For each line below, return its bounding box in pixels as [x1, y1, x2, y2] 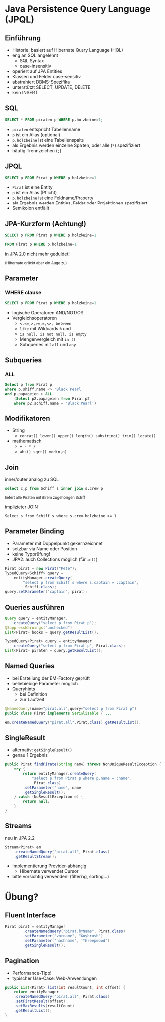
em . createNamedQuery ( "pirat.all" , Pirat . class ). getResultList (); [5, 720, 141, 725]
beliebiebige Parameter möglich [12, 680, 78, 686]
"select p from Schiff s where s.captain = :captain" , [23, 580, 139, 585]
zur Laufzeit [19, 696, 45, 702]
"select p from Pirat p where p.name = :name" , [31, 776, 133, 781]
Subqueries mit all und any [19, 341, 76, 347]
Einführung [5, 34, 41, 42]
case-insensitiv [19, 63, 51, 69]
